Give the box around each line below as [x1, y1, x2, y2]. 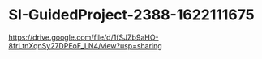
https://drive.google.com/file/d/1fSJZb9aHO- [8, 32, 160, 42]
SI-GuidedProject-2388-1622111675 [8, 6, 255, 24]
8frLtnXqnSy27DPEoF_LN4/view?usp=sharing [8, 40, 162, 50]
